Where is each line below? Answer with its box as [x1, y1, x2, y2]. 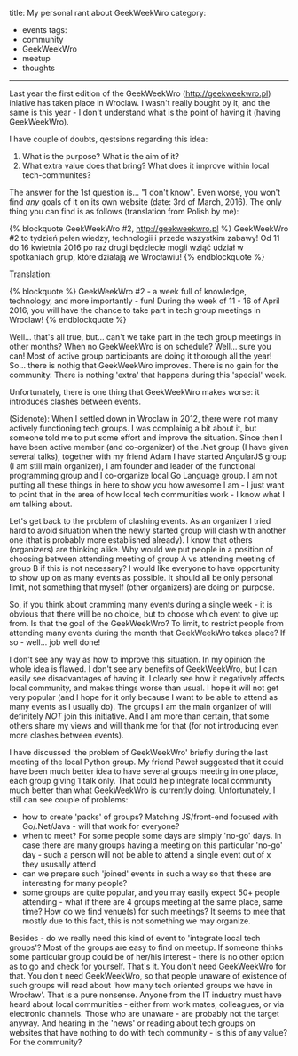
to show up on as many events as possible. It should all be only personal [9, 573, 273, 583]
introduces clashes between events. [9, 396, 142, 407]
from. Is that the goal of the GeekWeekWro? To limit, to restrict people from [9, 618, 284, 628]
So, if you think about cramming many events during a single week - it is [9, 600, 273, 609]
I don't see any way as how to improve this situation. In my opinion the [9, 654, 266, 665]
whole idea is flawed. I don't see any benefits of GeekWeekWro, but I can [9, 664, 278, 674]
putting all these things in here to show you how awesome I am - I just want [9, 480, 285, 490]
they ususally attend [21, 859, 97, 869]
